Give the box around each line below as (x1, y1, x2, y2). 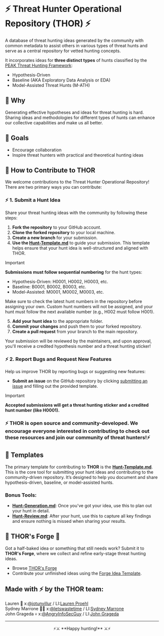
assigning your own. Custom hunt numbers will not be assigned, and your (5, 303, 153, 309)
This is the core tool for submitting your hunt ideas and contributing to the (5, 469, 154, 475)
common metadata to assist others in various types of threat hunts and (5, 42, 148, 48)
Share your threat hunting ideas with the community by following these (5, 210, 147, 216)
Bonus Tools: (5, 492, 37, 498)
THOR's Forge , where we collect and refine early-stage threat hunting (5, 550, 146, 556)
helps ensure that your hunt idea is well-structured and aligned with (12, 245, 148, 251)
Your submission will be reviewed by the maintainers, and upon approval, (5, 338, 152, 344)
